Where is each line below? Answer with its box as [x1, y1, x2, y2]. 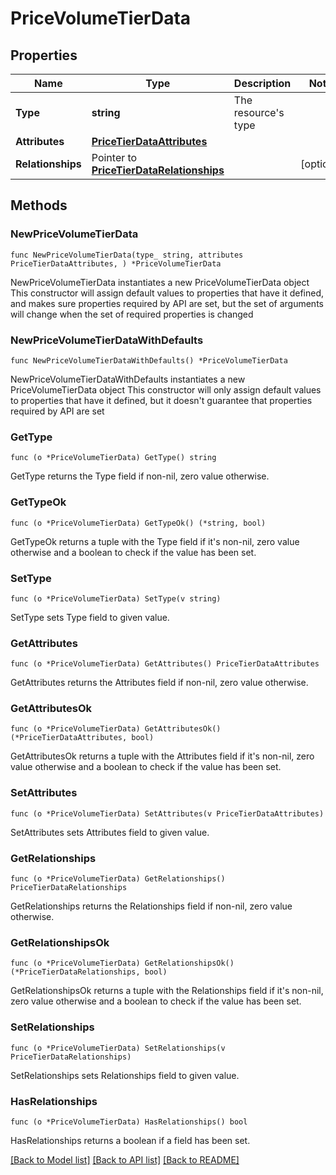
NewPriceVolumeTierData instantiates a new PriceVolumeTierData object [10, 276, 310, 288]
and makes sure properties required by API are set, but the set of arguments [10, 297, 324, 309]
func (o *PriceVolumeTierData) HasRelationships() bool [10, 1117, 248, 1127]
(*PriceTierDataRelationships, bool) [10, 967, 168, 977]
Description [233, 77, 292, 90]
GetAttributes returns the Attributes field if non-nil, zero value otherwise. [10, 677, 309, 689]
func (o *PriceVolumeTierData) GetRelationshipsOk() [10, 958, 235, 969]
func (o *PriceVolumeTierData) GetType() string [10, 453, 217, 463]
